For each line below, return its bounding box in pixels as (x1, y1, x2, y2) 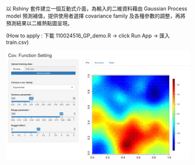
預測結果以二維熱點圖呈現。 (6, 20, 73, 26)
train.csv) (6, 39, 29, 46)
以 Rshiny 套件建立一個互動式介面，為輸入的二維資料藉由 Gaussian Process (6, 5, 187, 12)
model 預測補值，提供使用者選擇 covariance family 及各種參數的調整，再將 (6, 12, 186, 19)
